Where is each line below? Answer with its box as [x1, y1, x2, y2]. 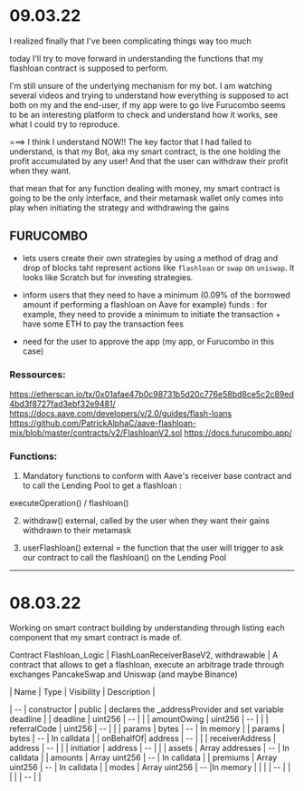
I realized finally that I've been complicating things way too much [9, 35, 252, 46]
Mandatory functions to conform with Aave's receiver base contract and [22, 471, 292, 482]
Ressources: [9, 368, 66, 381]
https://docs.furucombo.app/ [184, 427, 292, 438]
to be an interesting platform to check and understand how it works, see [9, 109, 279, 120]
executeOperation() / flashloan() [9, 498, 129, 509]
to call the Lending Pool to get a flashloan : [22, 480, 183, 491]
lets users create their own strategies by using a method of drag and [22, 252, 279, 263]
